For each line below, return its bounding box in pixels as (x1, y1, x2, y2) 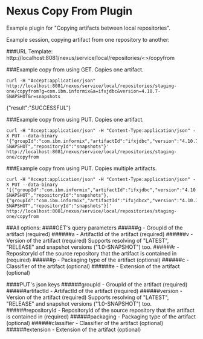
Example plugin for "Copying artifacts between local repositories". (6, 24, 171, 31)
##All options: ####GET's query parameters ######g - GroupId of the (6, 224, 183, 231)
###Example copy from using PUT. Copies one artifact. (6, 116, 144, 123)
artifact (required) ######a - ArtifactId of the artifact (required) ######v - (6, 230, 193, 237)
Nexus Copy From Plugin (6, 4, 133, 18)
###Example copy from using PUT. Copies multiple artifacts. (6, 165, 157, 172)
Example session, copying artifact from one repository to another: (6, 36, 170, 43)
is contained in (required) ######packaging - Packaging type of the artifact (6, 313, 196, 320)
